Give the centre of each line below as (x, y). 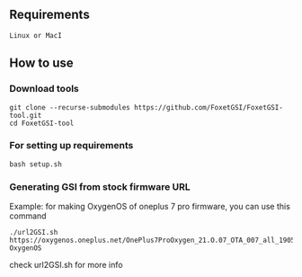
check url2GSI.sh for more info (66, 265)
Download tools (44, 89)
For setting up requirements (71, 146)
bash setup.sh (36, 164)
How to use (41, 63)
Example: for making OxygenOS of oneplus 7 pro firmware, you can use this (150, 207)
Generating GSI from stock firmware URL (100, 186)
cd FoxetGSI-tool (42, 123)
